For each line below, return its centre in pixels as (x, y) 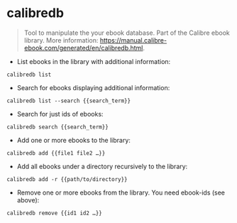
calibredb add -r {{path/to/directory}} (67, 179)
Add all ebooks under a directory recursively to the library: (102, 166)
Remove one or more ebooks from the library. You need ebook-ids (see (121, 192)
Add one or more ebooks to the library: (73, 140)
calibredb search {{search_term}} (58, 127)
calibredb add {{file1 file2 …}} (56, 153)
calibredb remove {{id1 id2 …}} (54, 213)
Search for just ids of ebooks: (60, 114)
